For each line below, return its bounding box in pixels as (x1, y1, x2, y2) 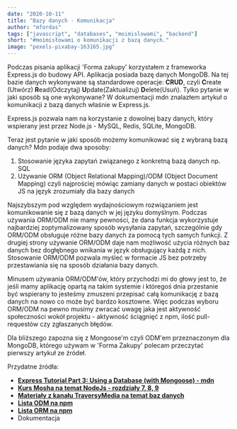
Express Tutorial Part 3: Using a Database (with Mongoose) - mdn (17, 377, 214, 384)
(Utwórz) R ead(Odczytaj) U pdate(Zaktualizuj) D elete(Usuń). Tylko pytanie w (7, 86, 229, 94)
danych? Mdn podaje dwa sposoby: (7, 143, 111, 151)
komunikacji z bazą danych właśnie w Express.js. (7, 101, 151, 108)
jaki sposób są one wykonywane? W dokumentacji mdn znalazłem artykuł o (7, 93, 228, 101)
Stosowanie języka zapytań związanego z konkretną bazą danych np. (17, 157, 221, 165)
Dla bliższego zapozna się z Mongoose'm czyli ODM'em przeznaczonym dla (7, 334, 230, 342)
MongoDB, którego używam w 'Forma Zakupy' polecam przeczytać (7, 341, 204, 350)
